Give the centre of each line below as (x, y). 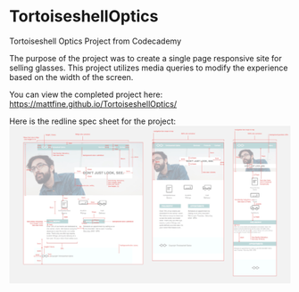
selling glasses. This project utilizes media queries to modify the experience (149, 68)
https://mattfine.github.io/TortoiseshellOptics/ (93, 103)
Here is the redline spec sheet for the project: (93, 121)
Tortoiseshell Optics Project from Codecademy (95, 41)
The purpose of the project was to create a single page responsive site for (146, 58)
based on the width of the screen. (71, 77)
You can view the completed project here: (86, 94)
